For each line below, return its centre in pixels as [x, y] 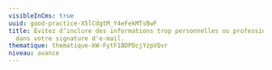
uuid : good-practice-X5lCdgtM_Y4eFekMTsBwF [83, 23]
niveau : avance [34, 53]
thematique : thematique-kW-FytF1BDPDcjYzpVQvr [88, 46]
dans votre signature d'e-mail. [70, 38]
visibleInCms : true [41, 16]
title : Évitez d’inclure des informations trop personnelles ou [119, 31]
